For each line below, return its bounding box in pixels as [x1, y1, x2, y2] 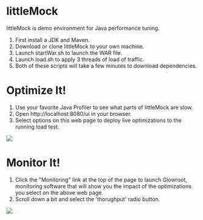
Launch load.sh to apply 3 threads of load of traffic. [15, 55, 145, 63]
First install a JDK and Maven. [15, 36, 90, 43]
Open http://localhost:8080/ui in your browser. [15, 110, 132, 117]
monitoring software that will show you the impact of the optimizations [15, 182, 191, 190]
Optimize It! [6, 83, 66, 98]
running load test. [15, 123, 60, 130]
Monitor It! [6, 156, 61, 170]
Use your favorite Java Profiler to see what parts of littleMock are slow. [15, 104, 193, 111]
